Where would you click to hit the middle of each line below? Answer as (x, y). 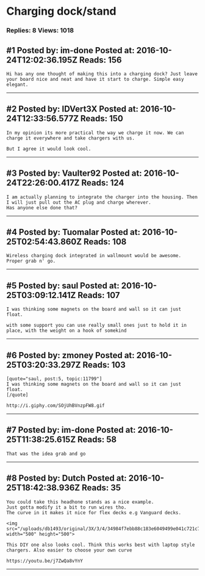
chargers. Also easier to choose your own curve (69, 550)
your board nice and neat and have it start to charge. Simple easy (95, 79)
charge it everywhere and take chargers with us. (71, 138)
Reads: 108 (105, 241)
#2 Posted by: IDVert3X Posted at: (73, 109)
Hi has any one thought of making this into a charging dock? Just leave (102, 74)
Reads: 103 (104, 365)
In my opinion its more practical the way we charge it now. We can (95, 133)
